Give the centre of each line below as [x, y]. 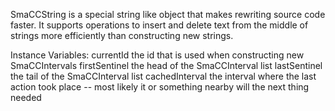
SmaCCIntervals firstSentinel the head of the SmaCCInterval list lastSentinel [166, 65]
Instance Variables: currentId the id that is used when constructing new [157, 55]
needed [26, 97]
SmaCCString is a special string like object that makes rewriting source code [168, 14]
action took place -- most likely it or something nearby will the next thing [160, 87]
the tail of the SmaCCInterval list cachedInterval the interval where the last [163, 76]
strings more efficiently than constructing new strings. [122, 35]
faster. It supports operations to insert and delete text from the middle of [159, 25]
